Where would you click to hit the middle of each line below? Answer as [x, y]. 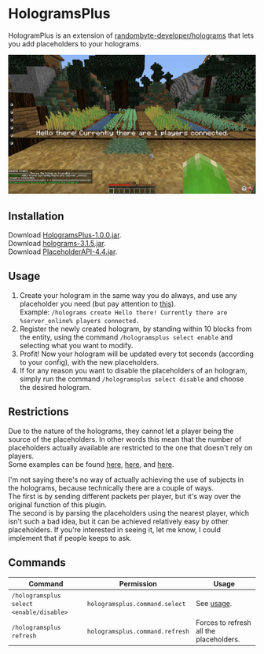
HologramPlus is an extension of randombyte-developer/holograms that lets [131, 35]
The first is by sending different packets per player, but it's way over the [125, 496]
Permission [138, 583]
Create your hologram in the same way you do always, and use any [128, 295]
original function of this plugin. [58, 505]
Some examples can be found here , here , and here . [91, 464]
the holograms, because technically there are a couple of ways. [111, 487]
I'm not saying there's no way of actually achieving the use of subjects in [126, 479]
